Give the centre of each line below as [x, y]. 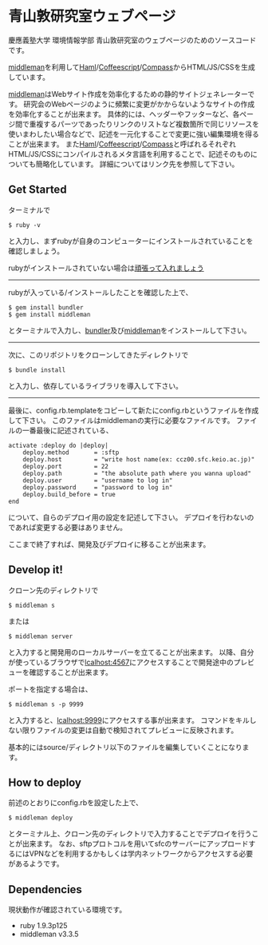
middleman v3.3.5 [49, 934]
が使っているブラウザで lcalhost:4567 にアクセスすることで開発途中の [121, 662]
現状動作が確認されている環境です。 [67, 910]
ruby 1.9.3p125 [43, 926]
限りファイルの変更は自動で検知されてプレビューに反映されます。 [130, 730]
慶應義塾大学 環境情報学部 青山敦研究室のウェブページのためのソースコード [132, 40]
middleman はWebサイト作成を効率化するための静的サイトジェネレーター [128, 94]
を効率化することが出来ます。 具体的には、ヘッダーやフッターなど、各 [124, 114]
